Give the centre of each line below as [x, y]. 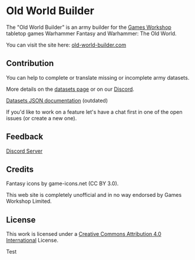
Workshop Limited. [29, 201]
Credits [20, 169]
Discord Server [24, 151]
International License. [32, 241]
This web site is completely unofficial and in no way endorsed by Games [94, 195]
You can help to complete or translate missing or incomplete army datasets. [98, 77]
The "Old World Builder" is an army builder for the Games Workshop [89, 27]
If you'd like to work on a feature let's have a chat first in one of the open [94, 112]
